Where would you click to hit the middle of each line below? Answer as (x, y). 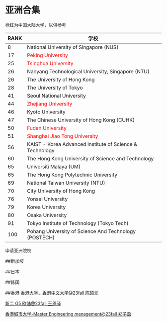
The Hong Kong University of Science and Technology (90, 158)
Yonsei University (47, 199)
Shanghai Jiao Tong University (63, 136)
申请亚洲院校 (18, 250)
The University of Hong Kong (61, 79)
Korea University (46, 207)
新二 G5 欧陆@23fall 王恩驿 (33, 303)
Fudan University (47, 128)
